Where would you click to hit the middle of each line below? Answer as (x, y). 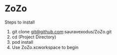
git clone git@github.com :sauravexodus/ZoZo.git (62, 31)
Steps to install (20, 22)
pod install (22, 42)
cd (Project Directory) (34, 37)
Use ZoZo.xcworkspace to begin (45, 47)
